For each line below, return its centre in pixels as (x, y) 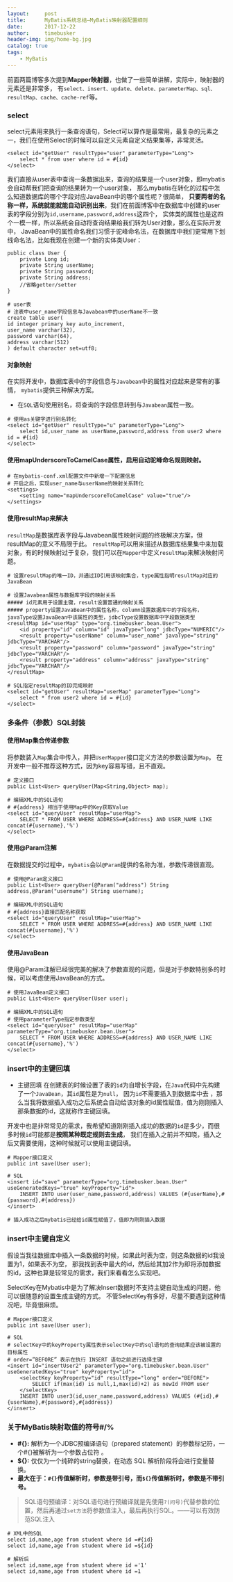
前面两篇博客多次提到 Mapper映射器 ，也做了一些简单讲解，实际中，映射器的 (116, 79)
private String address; (55, 278)
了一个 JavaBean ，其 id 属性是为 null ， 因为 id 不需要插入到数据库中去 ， (117, 1094)
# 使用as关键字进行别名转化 (42, 419)
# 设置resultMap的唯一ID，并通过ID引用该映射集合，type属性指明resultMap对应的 (113, 575)
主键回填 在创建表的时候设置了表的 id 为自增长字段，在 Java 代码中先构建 (119, 1085)
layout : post (32, 14)
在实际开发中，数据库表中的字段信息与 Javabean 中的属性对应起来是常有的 (111, 381)
